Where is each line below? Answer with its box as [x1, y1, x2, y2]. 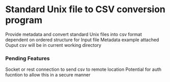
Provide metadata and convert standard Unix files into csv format [5, 31, 142, 37]
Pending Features [5, 54, 50, 62]
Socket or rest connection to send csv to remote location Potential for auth [5, 66, 162, 72]
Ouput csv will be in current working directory [5, 42, 102, 48]
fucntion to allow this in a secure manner [5, 72, 91, 78]
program [5, 14, 43, 26]
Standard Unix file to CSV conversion [5, 4, 165, 15]
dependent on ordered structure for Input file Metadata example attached [5, 37, 159, 43]
